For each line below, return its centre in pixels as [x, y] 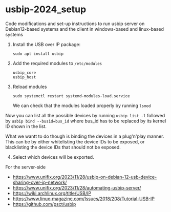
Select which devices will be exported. [53, 157]
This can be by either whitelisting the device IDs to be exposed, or [75, 141]
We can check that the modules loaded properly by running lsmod [82, 105]
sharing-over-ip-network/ [40, 182]
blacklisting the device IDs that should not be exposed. [63, 147]
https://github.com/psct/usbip [44, 204]
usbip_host [24, 77]
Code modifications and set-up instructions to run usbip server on [75, 24]
